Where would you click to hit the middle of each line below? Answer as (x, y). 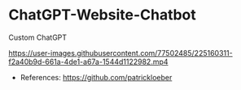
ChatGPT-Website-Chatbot (103, 15)
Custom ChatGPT (38, 37)
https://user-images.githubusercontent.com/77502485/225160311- (121, 53)
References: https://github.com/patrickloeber (96, 77)
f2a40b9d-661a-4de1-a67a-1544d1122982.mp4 (88, 62)
